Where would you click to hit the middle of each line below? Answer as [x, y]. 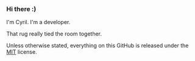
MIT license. [22, 52]
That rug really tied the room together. [54, 34]
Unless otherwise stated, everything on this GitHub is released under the [97, 46]
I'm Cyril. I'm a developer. [38, 22]
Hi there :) [21, 9]
